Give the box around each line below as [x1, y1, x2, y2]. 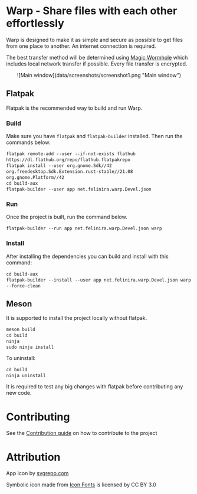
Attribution [6, 450, 61, 464]
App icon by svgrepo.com [6, 470, 69, 477]
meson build [6, 326, 35, 333]
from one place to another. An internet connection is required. [6, 42, 156, 50]
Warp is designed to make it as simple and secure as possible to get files [6, 36, 183, 43]
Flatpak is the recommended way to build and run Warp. [6, 104, 143, 112]
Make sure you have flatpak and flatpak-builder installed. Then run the [6, 133, 183, 140]
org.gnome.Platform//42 [6, 175, 65, 181]
